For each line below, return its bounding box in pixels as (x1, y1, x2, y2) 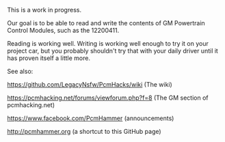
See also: (7, 68, 34, 75)
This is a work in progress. (7, 6, 82, 14)
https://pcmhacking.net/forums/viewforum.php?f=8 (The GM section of (7, 94, 209, 102)
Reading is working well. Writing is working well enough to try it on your (7, 40, 209, 47)
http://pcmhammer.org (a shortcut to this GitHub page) (7, 128, 162, 135)
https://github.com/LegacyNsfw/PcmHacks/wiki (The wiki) (7, 81, 172, 88)
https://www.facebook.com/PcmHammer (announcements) (7, 114, 174, 122)
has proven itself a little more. (7, 54, 91, 62)
